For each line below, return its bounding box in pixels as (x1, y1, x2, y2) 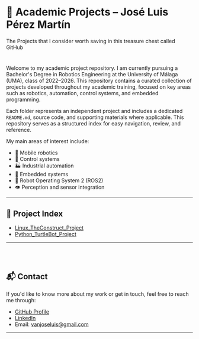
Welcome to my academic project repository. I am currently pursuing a (6, 64, 178, 72)
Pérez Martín (6, 18, 71, 31)
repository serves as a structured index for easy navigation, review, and (6, 120, 181, 127)
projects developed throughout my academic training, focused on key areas (6, 83, 191, 91)
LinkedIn (14, 314, 36, 321)
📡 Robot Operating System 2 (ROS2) (14, 177, 104, 184)
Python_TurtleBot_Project (14, 230, 77, 237)
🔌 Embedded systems (14, 171, 69, 178)
